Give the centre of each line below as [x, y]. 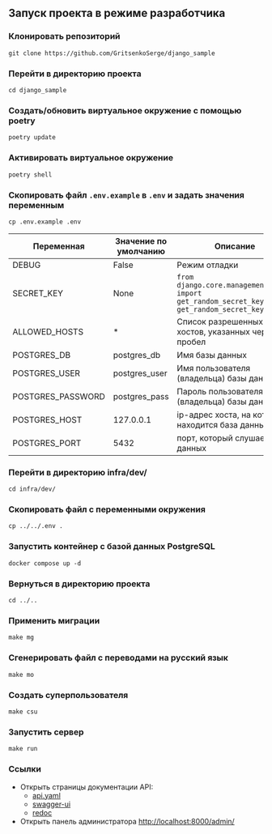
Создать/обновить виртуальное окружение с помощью [125, 110]
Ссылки [25, 769]
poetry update [32, 138]
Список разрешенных [220, 321]
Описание [235, 246]
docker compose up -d [45, 563]
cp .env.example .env [45, 222]
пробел [191, 342]
